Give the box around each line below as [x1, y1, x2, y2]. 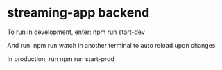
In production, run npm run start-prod [7, 54, 114, 63]
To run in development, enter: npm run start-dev [7, 28, 146, 36]
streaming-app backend [7, 5, 150, 21]
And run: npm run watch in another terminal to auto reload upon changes [7, 41, 216, 49]
